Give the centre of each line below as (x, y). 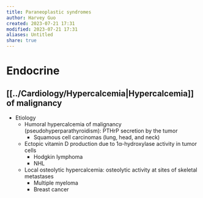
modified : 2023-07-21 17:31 (42, 29)
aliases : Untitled (30, 35)
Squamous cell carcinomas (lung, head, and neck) (97, 137)
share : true (21, 40)
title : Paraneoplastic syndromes (49, 12)
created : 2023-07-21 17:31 (41, 23)
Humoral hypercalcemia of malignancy (73, 124)
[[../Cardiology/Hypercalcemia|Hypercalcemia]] (100, 93)
